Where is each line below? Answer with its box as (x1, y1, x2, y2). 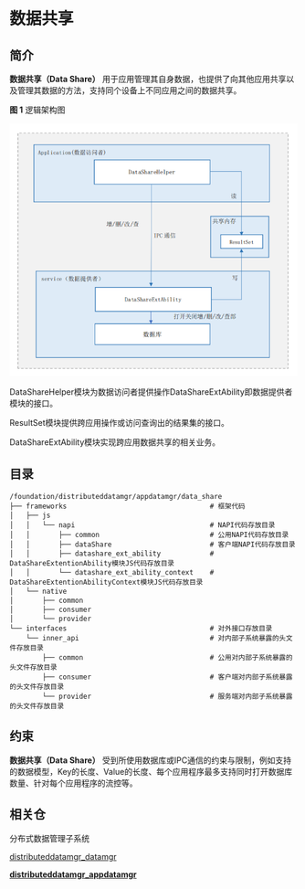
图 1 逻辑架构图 (9, 104, 66, 115)
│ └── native (9, 587, 68, 596)
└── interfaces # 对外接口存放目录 (9, 623, 273, 633)
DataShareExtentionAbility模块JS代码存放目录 (9, 558, 175, 567)
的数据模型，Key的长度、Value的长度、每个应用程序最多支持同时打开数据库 (9, 766, 293, 777)
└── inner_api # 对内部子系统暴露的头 (26, 633, 287, 642)
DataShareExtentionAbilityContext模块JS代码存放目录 (9, 577, 204, 587)
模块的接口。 (9, 398, 58, 409)
